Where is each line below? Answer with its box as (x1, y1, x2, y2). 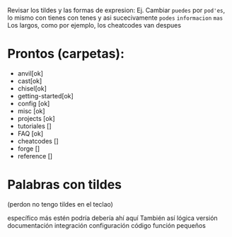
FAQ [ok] (17, 129, 44, 137)
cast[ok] (17, 76, 42, 85)
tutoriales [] (17, 122, 52, 130)
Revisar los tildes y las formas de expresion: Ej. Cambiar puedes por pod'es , (7, 6, 226, 14)
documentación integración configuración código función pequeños (7, 221, 207, 229)
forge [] (17, 144, 40, 153)
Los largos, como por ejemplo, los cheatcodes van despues (7, 21, 182, 29)
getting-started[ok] (17, 91, 74, 100)
